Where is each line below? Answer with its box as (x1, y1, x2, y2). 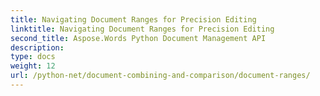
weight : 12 (10, 61, 56, 71)
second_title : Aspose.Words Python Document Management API (10, 33, 267, 43)
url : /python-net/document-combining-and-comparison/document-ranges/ (10, 71, 311, 81)
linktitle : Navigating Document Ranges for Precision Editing (10, 24, 275, 34)
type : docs (10, 52, 56, 62)
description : (10, 42, 65, 53)
